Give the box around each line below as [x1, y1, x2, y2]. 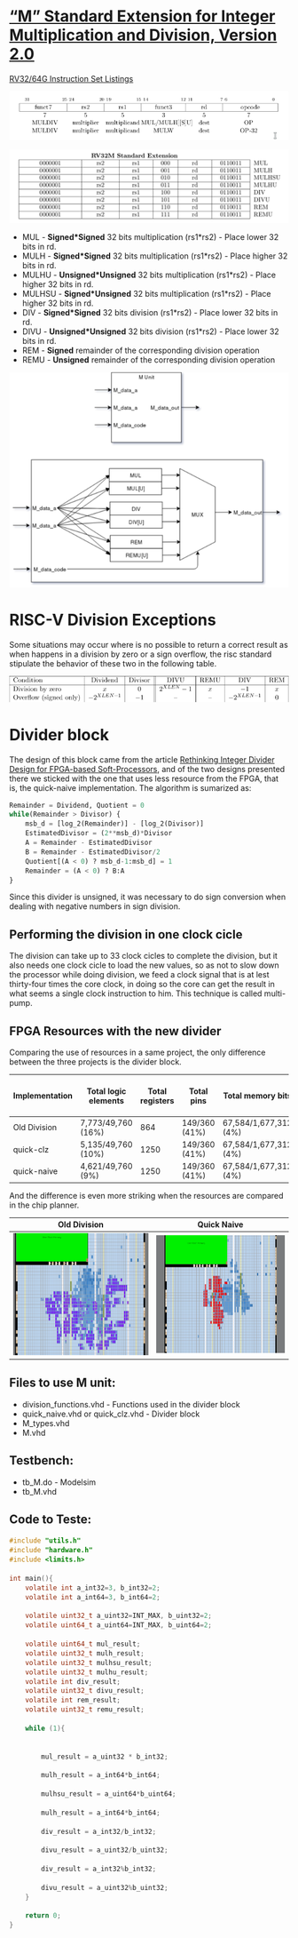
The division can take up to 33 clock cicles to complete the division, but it [9, 951, 278, 961]
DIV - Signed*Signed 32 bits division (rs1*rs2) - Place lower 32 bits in [21, 307, 278, 317]
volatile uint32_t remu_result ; [25, 1705, 145, 1714]
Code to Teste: [9, 1511, 92, 1527]
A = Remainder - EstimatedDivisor [25, 838, 153, 848]
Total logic [86, 1086, 127, 1097]
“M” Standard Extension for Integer [9, 6, 276, 27]
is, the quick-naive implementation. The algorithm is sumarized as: [9, 782, 252, 793]
